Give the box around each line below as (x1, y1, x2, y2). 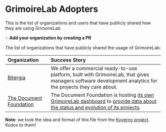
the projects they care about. (50, 83, 118, 90)
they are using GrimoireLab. (5, 25, 62, 31)
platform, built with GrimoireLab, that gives (50, 71, 150, 78)
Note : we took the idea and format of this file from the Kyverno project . (5, 117, 150, 123)
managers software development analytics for (50, 77, 158, 84)
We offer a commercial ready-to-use (50, 65, 137, 71)
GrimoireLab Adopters (5, 3, 98, 15)
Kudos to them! (5, 122, 36, 128)
